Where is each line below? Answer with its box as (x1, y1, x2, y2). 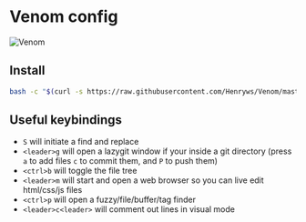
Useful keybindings (9, 112, 123, 128)
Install (9, 63, 46, 78)
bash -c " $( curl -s (9, 86, 84, 96)
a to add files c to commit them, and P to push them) (22, 156, 219, 166)
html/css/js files (22, 185, 83, 196)
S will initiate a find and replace (22, 136, 139, 147)
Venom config (9, 6, 118, 27)
